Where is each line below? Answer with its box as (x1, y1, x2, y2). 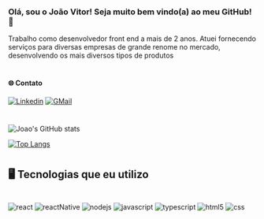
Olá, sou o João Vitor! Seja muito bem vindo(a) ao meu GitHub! (8, 6, 252, 17)
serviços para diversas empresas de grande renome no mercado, (8, 43, 221, 52)
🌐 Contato (8, 78, 43, 88)
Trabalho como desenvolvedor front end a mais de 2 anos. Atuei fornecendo (8, 34, 256, 43)
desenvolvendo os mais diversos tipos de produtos (8, 50, 174, 61)
